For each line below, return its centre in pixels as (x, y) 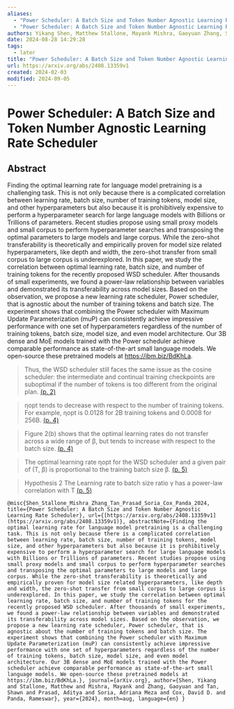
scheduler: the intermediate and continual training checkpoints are (119, 377)
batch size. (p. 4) (49, 448)
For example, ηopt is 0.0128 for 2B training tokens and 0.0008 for (118, 413)
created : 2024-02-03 (37, 72)
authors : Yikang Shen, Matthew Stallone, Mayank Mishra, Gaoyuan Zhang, (115, 33)
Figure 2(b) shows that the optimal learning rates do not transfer (116, 434)
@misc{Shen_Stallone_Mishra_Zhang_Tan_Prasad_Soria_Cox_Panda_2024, (109, 504)
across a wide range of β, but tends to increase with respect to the (120, 441)
